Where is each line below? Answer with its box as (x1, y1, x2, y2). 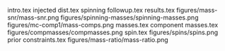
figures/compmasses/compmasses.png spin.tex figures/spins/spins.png (7, 28, 219, 36)
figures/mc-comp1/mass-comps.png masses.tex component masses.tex (7, 21, 219, 29)
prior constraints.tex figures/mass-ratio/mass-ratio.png (7, 36, 168, 44)
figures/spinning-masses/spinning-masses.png (60, 13, 199, 22)
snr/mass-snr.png (7, 13, 59, 22)
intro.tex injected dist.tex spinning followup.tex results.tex (7, 6, 175, 14)
